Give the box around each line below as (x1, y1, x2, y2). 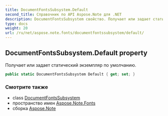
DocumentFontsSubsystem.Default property (5, 49, 147, 57)
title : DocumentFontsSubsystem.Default (5, 7, 88, 12)
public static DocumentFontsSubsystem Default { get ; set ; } (5, 72, 135, 77)
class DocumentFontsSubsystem (12, 95, 80, 101)
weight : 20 (5, 26, 28, 31)
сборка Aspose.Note (12, 105, 56, 111)
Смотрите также (5, 83, 48, 90)
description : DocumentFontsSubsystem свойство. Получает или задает (5, 16, 151, 21)
